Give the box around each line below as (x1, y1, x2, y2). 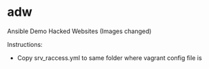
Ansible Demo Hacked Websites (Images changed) (7, 27, 152, 35)
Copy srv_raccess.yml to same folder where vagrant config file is (17, 53, 202, 62)
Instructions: (7, 40, 43, 48)
